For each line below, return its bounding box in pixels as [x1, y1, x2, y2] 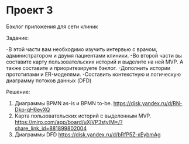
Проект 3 [6, 4, 53, 17]
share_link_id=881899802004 [14, 125, 87, 132]
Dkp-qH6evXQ [14, 106, 50, 113]
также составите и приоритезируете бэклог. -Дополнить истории [6, 64, 171, 71]
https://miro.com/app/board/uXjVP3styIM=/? [14, 118, 123, 125]
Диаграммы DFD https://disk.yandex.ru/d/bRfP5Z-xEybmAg [14, 130, 161, 138]
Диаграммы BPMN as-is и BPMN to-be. [14, 99, 112, 106]
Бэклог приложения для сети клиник [6, 23, 98, 30]
